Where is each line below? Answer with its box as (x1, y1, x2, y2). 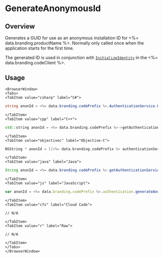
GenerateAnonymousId (5, 3, 101, 14)
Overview (5, 22, 35, 30)
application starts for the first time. (5, 46, 74, 51)
